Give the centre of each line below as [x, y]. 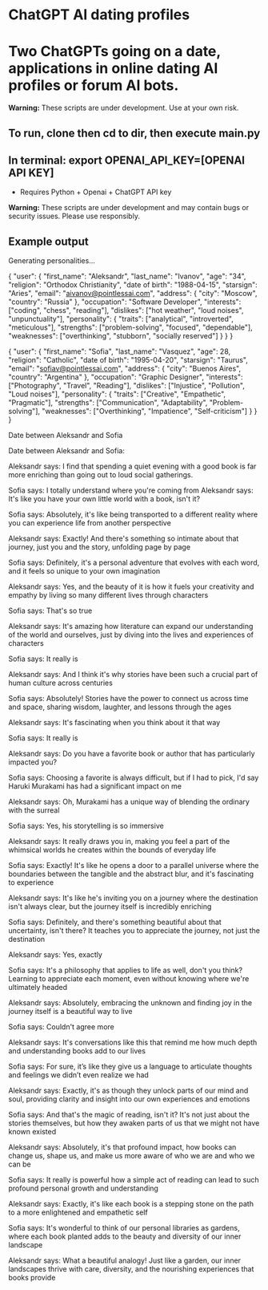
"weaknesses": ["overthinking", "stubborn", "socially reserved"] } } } [121, 336]
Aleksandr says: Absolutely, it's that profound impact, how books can [122, 1147]
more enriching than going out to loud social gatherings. [101, 475]
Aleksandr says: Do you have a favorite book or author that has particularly [132, 754]
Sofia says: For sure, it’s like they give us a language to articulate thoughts [130, 1067]
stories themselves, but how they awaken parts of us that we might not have [134, 1123]
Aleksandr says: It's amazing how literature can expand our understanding [131, 627]
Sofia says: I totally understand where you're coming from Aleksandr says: [131, 490]
